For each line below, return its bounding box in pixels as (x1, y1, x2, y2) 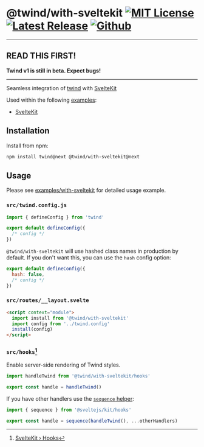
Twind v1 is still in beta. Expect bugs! (6, 67, 101, 74)
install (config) (12, 326, 53, 333)
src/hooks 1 (6, 347, 38, 356)
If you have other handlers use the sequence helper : (6, 395, 135, 402)
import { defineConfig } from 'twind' (6, 214, 104, 220)
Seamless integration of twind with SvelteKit (6, 84, 117, 91)
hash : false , (12, 271, 45, 277)
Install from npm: (6, 142, 49, 149)
